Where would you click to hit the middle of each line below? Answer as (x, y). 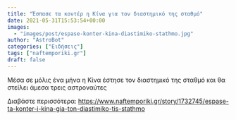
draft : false (26, 60)
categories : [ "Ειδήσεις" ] (45, 47)
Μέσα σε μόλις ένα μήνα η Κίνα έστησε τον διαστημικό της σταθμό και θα (116, 80)
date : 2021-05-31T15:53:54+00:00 (56, 20)
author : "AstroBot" (36, 40)
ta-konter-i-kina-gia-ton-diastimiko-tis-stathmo (76, 108)
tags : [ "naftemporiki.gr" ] (47, 54)
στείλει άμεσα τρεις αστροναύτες (57, 87)
